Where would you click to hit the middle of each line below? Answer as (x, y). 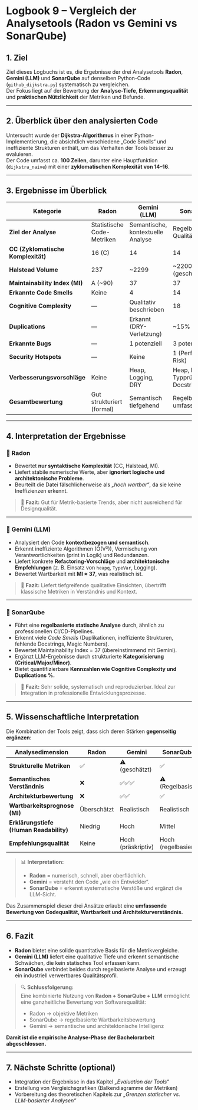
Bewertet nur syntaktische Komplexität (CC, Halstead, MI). (87, 466)
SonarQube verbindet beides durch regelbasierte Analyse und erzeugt (100, 969)
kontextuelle (146, 232)
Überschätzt (97, 809)
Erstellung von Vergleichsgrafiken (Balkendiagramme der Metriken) (96, 1088)
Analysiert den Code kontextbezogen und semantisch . (82, 542)
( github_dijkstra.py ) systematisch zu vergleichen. (68, 84)
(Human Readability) (39, 830)
